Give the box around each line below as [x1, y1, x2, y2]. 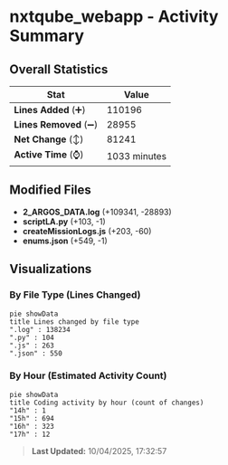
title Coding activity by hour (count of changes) [9, 398, 204, 407]
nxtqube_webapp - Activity [9, 6, 219, 27]
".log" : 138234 [9, 325, 71, 334]
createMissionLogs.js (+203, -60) [22, 225, 152, 236]
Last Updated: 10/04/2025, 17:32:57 [31, 445, 167, 456]
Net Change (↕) [14, 133, 84, 146]
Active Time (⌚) [14, 148, 84, 160]
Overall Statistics [9, 62, 109, 77]
